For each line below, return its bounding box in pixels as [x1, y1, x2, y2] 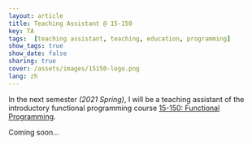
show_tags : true [8, 42, 63, 50]
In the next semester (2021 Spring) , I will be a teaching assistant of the [8, 94, 245, 104]
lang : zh [8, 72, 38, 80]
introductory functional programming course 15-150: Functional [8, 103, 220, 113]
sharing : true [8, 58, 57, 66]
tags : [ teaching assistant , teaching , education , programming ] [8, 34, 231, 43]
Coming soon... [8, 127, 59, 137]
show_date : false [8, 49, 67, 58]
